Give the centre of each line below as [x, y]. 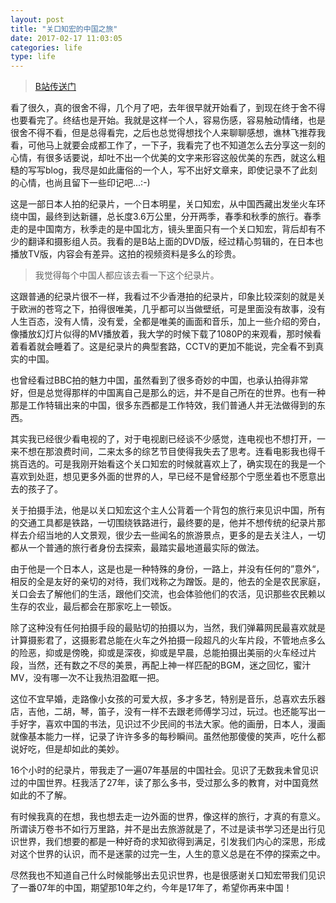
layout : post [37, 19]
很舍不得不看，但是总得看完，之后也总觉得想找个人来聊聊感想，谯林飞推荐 [163, 133]
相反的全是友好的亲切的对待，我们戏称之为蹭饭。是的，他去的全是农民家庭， [168, 582]
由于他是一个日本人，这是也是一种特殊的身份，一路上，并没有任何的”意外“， [167, 569]
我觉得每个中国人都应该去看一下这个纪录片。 [127, 275]
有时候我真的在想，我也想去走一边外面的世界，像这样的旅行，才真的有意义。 [168, 817]
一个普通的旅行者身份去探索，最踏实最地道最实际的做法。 [146, 548]
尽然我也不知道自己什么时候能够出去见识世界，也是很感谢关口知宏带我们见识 [168, 875]
